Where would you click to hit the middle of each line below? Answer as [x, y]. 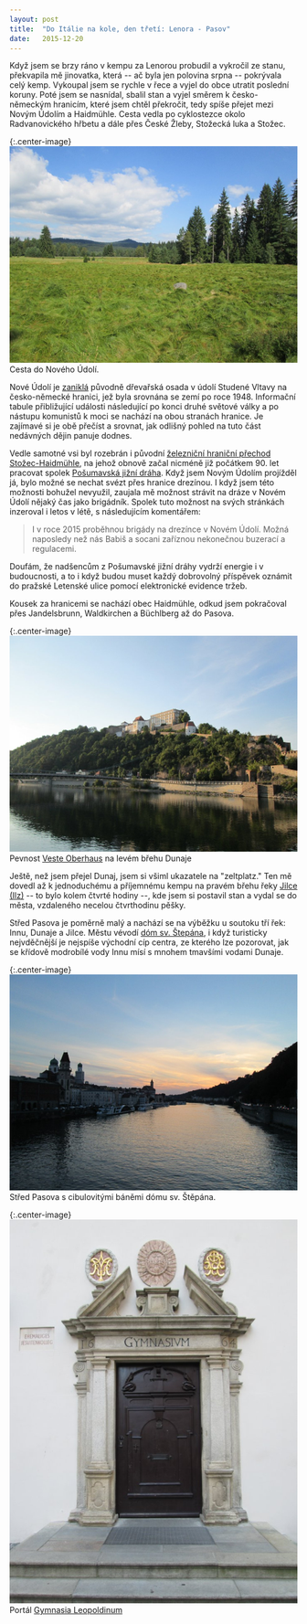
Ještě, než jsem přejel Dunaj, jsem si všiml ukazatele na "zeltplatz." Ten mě [151, 876]
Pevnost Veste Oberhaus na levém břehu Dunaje [101, 858]
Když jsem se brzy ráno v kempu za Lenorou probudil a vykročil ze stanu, [148, 66]
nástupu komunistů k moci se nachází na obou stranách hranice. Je [137, 416]
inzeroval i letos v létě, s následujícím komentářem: [105, 511]
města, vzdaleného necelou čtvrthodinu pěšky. [98, 905]
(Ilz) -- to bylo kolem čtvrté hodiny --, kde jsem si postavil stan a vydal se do [153, 895]
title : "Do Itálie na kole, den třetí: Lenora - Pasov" [120, 29]
